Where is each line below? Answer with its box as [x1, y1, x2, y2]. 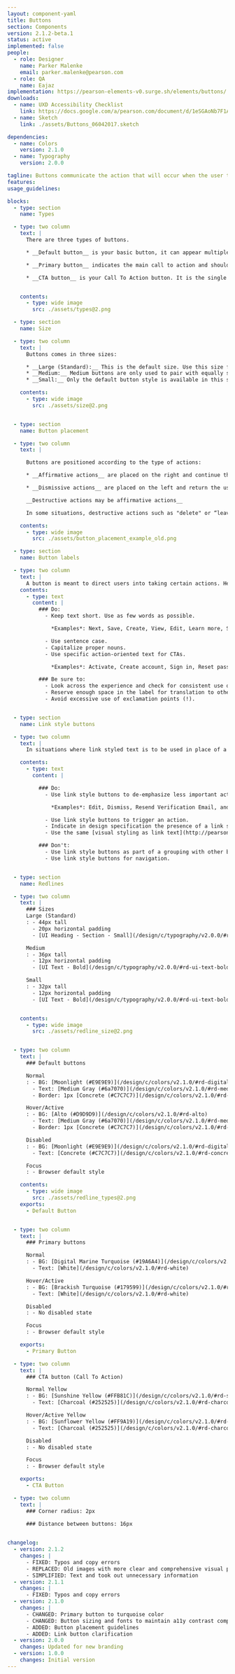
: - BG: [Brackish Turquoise [25, 1284, 111, 1291]
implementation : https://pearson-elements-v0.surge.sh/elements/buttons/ [7, 88, 227, 95]
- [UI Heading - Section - [32, 932, 111, 939]
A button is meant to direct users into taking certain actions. [25, 580, 220, 587]
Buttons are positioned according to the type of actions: [25, 459, 201, 466]
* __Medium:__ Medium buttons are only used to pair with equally [25, 370, 224, 377]
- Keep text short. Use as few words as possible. [44, 613, 196, 620]
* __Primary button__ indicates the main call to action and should [25, 262, 230, 269]
